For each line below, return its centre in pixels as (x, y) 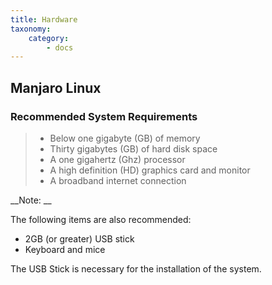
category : (49, 38)
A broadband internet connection (118, 180)
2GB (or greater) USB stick (79, 238)
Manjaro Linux (56, 87)
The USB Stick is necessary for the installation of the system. (136, 268)
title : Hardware (44, 19)
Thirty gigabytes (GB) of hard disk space (133, 148)
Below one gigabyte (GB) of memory (125, 138)
